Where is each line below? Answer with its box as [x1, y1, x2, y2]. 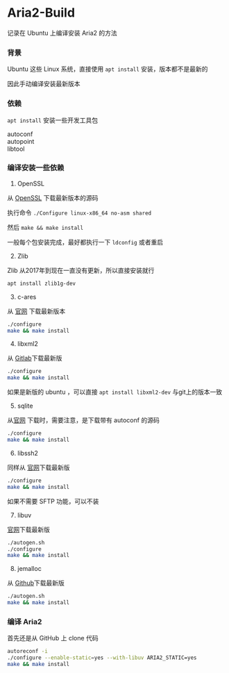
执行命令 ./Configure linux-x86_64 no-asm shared [7, 208, 151, 217]
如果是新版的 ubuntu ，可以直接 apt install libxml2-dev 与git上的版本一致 [7, 388, 223, 397]
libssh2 [17, 449, 38, 457]
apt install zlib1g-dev [7, 280, 76, 287]
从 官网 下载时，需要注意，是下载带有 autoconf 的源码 [7, 416, 160, 424]
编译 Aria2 [7, 617, 42, 626]
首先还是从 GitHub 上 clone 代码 [7, 634, 99, 642]
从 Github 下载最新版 [7, 579, 65, 588]
